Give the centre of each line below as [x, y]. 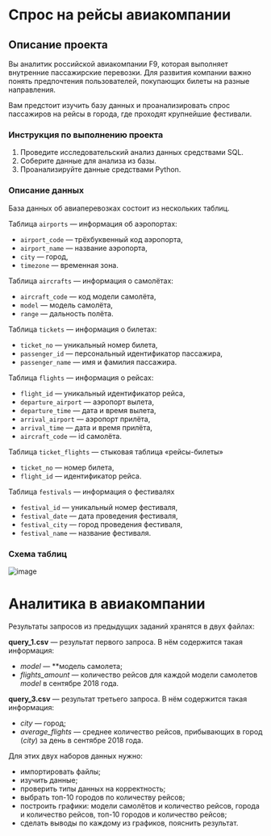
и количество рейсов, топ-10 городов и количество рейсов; [123, 814]
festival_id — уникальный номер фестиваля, [99, 507]
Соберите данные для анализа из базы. [88, 161]
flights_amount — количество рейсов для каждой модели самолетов [139, 675]
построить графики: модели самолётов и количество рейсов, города [140, 805]
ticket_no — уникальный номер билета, [89, 345]
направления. [32, 90]
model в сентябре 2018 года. [69, 683]
